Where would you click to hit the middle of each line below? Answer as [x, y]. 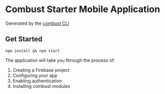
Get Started [24, 39]
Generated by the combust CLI [37, 23]
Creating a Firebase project [41, 70]
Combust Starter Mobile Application [83, 9]
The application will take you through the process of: [60, 60]
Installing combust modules [41, 86]
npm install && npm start [32, 51]
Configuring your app [35, 75]
